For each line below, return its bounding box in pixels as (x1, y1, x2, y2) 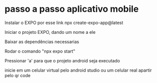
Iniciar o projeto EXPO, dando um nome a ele (4, 29, 96, 35)
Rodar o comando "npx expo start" (4, 48, 76, 54)
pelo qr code (4, 72, 31, 78)
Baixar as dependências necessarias (4, 38, 79, 45)
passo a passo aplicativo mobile (4, 3, 139, 15)
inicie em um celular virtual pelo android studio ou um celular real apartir (4, 67, 152, 73)
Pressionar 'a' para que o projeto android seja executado (4, 57, 120, 63)
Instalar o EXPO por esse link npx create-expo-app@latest (4, 20, 123, 26)
